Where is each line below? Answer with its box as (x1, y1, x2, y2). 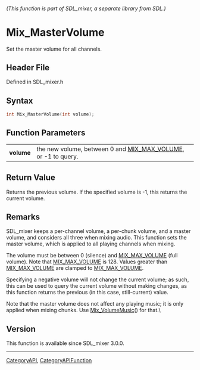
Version (6, 324, 36, 334)
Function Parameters (6, 128, 86, 138)
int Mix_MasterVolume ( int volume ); (6, 111, 95, 117)
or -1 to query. (36, 152, 79, 160)
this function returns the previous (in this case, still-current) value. (6, 289, 168, 296)
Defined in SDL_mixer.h (6, 78, 64, 86)
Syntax (6, 95, 33, 105)
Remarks (6, 212, 40, 222)
